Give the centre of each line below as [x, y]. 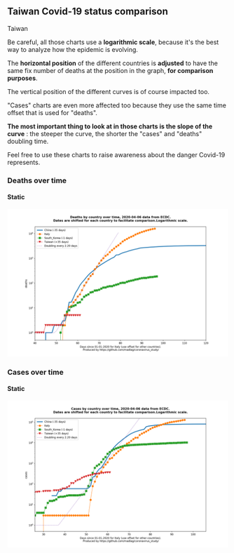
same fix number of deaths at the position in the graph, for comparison [110, 70]
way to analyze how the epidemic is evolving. [73, 49]
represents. [24, 162]
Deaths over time [37, 180]
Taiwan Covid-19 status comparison [88, 12]
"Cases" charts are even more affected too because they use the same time [117, 105]
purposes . [22, 78]
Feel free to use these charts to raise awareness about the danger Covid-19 [116, 154]
